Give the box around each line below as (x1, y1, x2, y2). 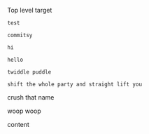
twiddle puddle (7, 69, 52, 76)
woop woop (7, 107, 42, 115)
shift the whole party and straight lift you (7, 81, 142, 88)
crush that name (7, 93, 55, 101)
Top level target (7, 6, 52, 14)
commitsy (7, 32, 33, 39)
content (7, 121, 30, 128)
